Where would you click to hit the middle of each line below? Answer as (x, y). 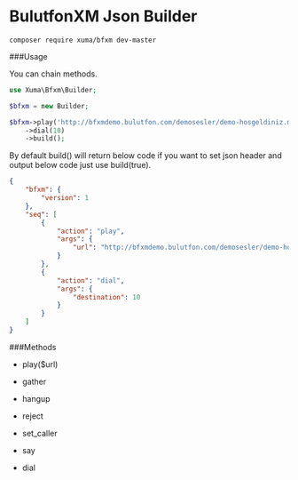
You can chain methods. (53, 74)
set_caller (39, 433)
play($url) (40, 364)
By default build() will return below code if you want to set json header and (145, 156)
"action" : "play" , (90, 231)
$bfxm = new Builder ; (49, 106)
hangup (36, 398)
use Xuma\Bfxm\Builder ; (53, 90)
